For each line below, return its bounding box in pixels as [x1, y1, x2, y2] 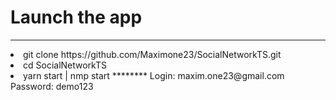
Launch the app [10, 6, 143, 29]
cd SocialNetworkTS [23, 59, 108, 71]
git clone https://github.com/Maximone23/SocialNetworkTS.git [23, 48, 282, 60]
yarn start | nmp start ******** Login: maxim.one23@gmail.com [23, 69, 285, 81]
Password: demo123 [10, 80, 94, 92]
